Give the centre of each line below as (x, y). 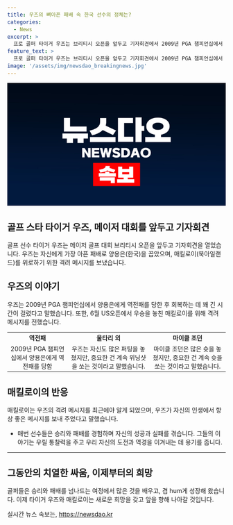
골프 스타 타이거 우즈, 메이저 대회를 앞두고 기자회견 (109, 227)
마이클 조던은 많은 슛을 (184, 349)
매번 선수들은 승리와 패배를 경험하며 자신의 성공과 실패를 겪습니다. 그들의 (115, 433)
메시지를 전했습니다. (34, 322)
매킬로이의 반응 (38, 392)
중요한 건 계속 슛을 (198, 357)
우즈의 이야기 (34, 286)
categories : (24, 22)
